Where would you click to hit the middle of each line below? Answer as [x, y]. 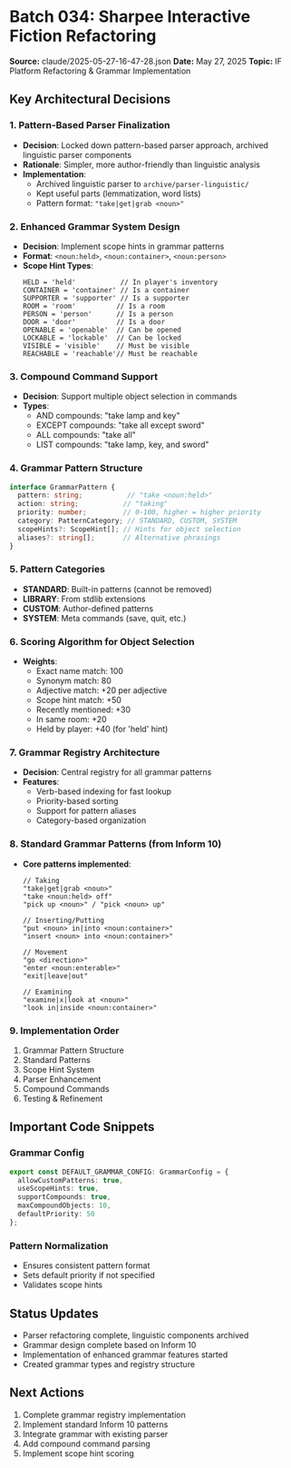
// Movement [45, 952]
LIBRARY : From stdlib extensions [84, 599]
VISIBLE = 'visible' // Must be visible [106, 346]
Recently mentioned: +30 [83, 709]
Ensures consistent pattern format [86, 1265]
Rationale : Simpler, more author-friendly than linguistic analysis [141, 164]
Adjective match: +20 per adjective [102, 690]
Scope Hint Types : [58, 265]
